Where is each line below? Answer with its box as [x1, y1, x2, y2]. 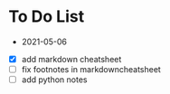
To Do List [8, 6, 85, 27]
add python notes [21, 74, 88, 85]
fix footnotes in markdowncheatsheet [21, 64, 162, 74]
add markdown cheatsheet [21, 53, 122, 64]
